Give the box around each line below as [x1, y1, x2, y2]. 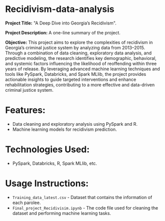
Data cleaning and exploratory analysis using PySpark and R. [12, 121, 138, 127]
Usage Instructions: [5, 178, 89, 189]
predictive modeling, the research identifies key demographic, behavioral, [5, 55, 157, 61]
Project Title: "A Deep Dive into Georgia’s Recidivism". [5, 20, 117, 26]
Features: [5, 105, 46, 116]
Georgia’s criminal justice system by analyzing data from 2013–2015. [5, 44, 146, 50]
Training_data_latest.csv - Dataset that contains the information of [12, 194, 153, 200]
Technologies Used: [5, 144, 90, 155]
